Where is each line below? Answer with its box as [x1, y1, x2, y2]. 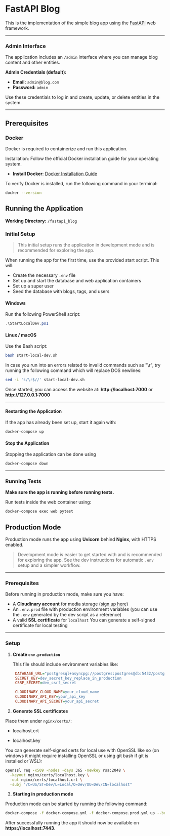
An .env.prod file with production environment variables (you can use [12, 606, 158, 612]
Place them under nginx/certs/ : [5, 718, 72, 724]
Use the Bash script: [5, 343, 48, 349]
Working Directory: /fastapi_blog [5, 218, 77, 224]
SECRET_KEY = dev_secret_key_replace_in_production [15, 676, 122, 681]
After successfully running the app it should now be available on [5, 820, 139, 826]
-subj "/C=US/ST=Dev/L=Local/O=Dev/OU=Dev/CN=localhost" [10, 782, 133, 787]
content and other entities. [5, 59, 61, 66]
